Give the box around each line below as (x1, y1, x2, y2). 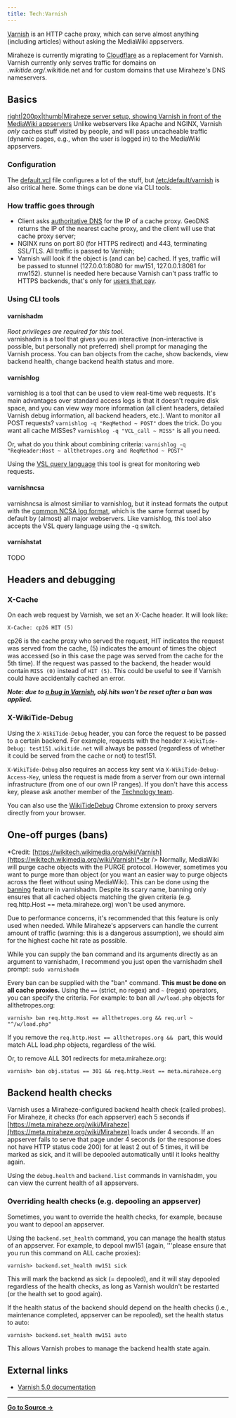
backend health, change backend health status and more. (7, 357, 174, 366)
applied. (7, 695, 32, 704)
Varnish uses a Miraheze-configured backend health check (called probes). (7, 1105, 226, 1114)
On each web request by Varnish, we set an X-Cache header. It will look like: (7, 610, 228, 620)
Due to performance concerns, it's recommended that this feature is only (7, 913, 219, 922)
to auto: (7, 1318, 29, 1326)
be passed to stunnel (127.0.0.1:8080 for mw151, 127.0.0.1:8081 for (17, 262, 206, 270)
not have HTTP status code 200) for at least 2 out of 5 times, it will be (7, 1143, 209, 1151)
